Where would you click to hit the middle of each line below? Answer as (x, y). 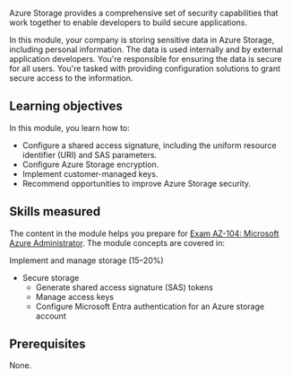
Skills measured (55, 211)
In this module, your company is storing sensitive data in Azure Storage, (142, 40)
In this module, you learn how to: (69, 127)
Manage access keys (75, 296)
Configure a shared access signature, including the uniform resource (149, 145)
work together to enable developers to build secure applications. (129, 22)
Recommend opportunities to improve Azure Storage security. (137, 183)
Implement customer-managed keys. (90, 173)
